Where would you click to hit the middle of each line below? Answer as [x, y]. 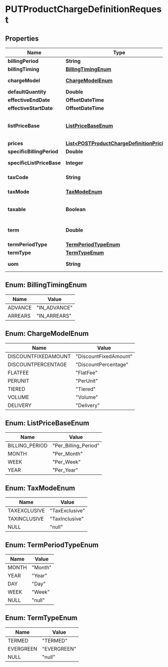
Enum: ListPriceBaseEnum [47, 423]
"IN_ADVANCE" [55, 308]
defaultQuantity [27, 92]
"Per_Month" [67, 454]
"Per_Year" [65, 470]
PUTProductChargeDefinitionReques [83, 9]
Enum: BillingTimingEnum [46, 285]
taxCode [18, 177]
